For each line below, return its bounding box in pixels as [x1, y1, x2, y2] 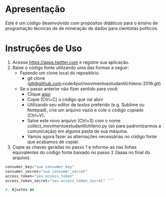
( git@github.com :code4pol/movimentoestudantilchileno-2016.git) [27, 80, 161, 86]
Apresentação [5, 3, 66, 15]
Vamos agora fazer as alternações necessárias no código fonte [27, 133, 157, 139]
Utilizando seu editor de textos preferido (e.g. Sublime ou [27, 101, 145, 108]
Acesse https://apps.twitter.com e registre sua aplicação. [12, 59, 130, 65]
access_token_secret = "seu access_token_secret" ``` [5, 178, 114, 183]
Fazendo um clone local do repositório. [19, 70, 100, 76]
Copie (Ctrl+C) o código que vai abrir [27, 96, 103, 102]
